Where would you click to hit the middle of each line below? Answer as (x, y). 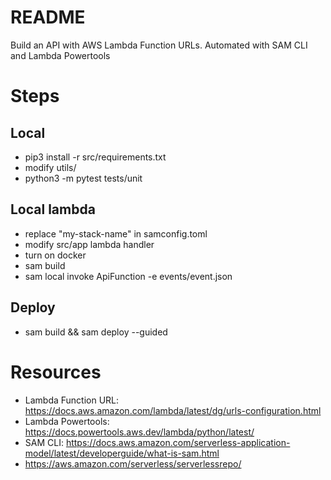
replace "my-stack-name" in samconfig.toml (116, 233)
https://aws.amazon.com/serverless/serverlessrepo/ (133, 463)
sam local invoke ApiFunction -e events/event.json (128, 276)
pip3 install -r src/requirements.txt (95, 157)
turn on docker (55, 255)
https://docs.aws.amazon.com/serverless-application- (178, 442)
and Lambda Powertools (60, 55)
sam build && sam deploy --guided (96, 332)
